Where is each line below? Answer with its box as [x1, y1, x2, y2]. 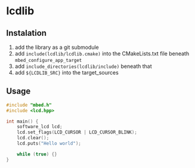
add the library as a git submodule [14, 43, 100, 51]
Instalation [6, 28, 47, 38]
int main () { [6, 118, 39, 125]
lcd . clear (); [17, 135, 49, 141]
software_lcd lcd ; [17, 124, 63, 130]
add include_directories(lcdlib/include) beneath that [14, 63, 152, 70]
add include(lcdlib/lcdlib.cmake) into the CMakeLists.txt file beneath [14, 50, 190, 57]
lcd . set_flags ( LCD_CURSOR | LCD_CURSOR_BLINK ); [17, 129, 137, 135]
